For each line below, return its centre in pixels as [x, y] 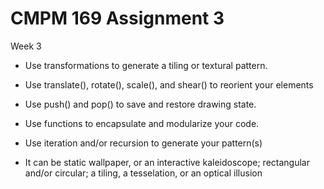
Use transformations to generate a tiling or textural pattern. [146, 65]
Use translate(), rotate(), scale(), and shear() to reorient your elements [169, 84]
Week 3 [26, 46]
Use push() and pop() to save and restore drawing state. [140, 104]
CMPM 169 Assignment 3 [117, 18]
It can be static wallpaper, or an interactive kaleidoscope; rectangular [167, 162]
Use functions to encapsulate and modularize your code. [142, 123]
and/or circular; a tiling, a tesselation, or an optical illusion [143, 173]
